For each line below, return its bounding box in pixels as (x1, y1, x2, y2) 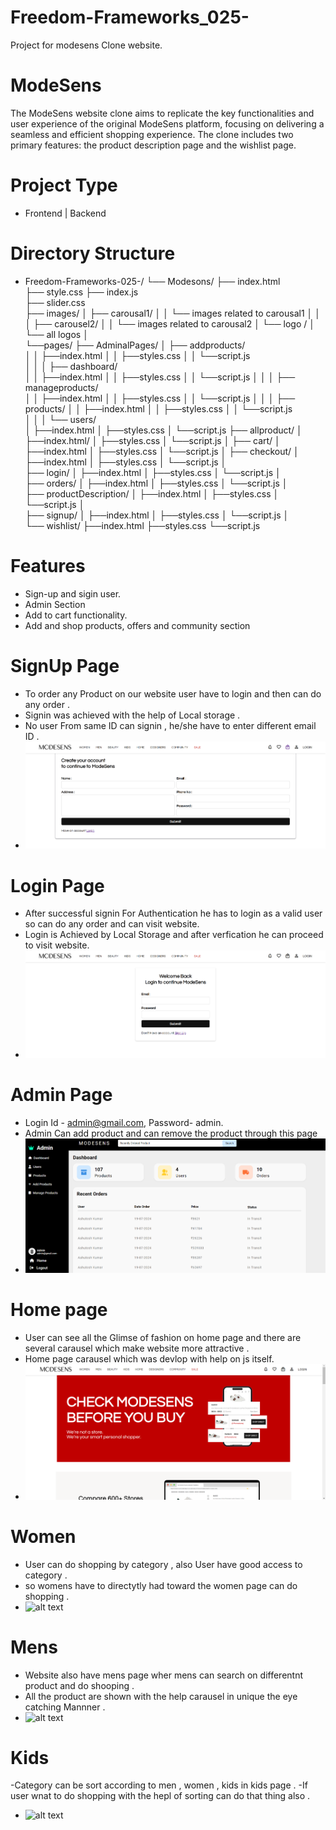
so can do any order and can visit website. (24, 918, 200, 930)
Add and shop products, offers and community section (24, 619, 251, 631)
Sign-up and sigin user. (24, 587, 122, 600)
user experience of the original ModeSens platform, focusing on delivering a (10, 117, 325, 130)
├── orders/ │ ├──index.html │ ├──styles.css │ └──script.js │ (24, 477, 288, 489)
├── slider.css (24, 296, 86, 308)
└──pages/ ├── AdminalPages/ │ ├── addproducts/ (24, 339, 246, 351)
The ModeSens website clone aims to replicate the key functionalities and (10, 107, 315, 119)
